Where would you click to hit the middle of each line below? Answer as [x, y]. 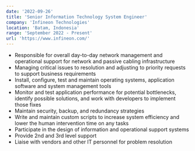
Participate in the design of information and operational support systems [102, 129]
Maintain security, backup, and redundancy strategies [79, 111]
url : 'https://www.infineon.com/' [48, 38]
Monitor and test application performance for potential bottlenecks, [95, 92]
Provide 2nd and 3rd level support [55, 136]
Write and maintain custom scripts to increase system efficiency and [97, 117]
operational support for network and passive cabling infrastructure [95, 61]
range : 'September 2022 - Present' [49, 33]
